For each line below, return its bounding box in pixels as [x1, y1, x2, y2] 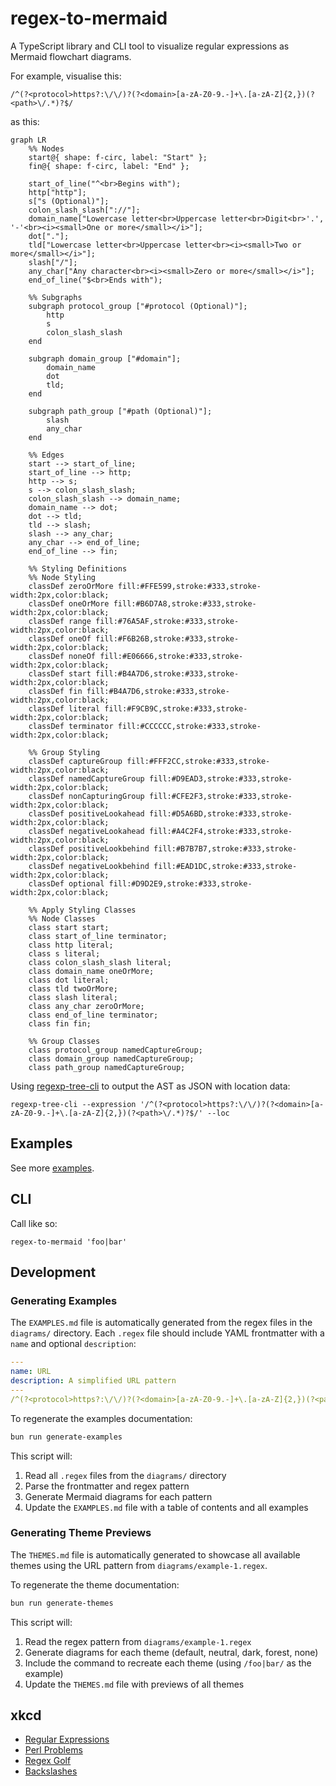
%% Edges [28, 450, 65, 460]
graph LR [10, 135, 47, 145]
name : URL [10, 1367, 52, 1377]
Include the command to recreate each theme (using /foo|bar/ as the [24, 1657, 312, 1669]
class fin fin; [28, 1018, 92, 1029]
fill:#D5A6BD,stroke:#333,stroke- [148, 808, 293, 819]
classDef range [28, 616, 92, 626]
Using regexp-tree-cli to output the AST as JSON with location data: [10, 1080, 291, 1092]
